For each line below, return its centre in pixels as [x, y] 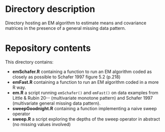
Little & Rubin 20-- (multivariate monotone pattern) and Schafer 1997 [82, 98]
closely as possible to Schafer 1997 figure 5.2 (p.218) [66, 77]
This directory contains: [29, 62]
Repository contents [48, 48]
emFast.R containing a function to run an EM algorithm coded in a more [85, 82]
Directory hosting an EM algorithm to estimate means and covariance [76, 23]
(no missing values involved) [41, 124]
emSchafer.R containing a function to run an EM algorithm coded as [82, 71]
